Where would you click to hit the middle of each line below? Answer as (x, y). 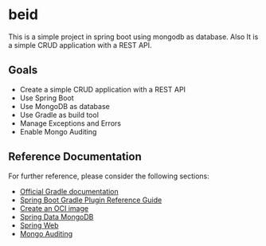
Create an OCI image (54, 208)
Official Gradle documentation (69, 191)
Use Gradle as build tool (59, 115)
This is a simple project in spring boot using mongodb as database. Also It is (133, 37)
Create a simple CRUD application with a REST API (102, 89)
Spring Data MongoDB (57, 217)
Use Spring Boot (47, 98)
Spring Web (39, 225)
